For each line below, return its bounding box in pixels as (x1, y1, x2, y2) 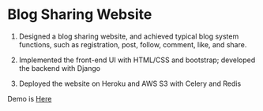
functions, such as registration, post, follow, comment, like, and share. (18, 39, 247, 49)
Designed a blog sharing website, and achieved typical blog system (18, 31, 239, 41)
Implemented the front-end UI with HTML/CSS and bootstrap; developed (18, 55, 256, 65)
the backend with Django (18, 63, 100, 72)
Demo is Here (7, 94, 52, 103)
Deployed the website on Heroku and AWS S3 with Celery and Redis (18, 79, 242, 88)
